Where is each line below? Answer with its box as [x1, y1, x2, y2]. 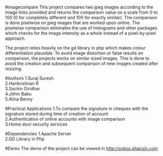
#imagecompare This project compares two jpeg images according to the [5, 4, 153, 10]
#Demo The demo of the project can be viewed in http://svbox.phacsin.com [5, 146, 158, 151]
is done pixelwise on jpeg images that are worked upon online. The [5, 20, 140, 26]
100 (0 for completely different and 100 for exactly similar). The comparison [5, 15, 158, 20]
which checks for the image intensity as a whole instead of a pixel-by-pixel [5, 30, 156, 36]
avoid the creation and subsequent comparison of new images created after [5, 61, 158, 66]
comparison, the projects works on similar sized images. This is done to [5, 55, 150, 61]
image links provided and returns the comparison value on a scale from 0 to [5, 9, 158, 15]
